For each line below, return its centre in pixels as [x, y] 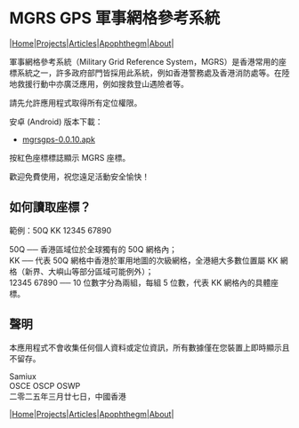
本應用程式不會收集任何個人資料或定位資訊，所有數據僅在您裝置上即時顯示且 [149, 347]
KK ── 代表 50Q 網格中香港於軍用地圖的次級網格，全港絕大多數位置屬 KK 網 [149, 260]
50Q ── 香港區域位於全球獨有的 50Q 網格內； [93, 249]
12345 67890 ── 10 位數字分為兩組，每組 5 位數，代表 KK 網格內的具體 [140, 282]
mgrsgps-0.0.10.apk [59, 139]
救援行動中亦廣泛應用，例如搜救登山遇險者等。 [102, 83]
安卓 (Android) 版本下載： [56, 122]
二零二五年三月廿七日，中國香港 [68, 396]
